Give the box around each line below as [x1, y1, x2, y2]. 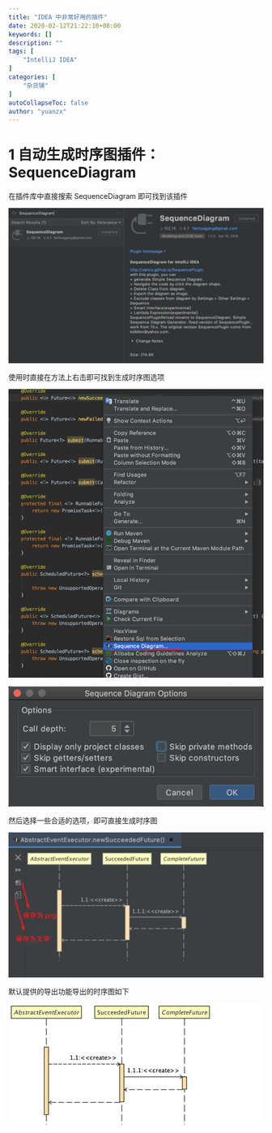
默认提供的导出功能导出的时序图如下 [8, 986, 130, 996]
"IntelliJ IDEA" [23, 56, 79, 64]
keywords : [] [8, 30, 53, 38]
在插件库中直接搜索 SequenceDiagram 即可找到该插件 [8, 192, 188, 201]
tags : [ [8, 47, 35, 56]
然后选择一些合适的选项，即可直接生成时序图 [8, 816, 158, 825]
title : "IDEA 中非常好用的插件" [8, 13, 108, 21]
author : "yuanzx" [8, 107, 67, 115]
